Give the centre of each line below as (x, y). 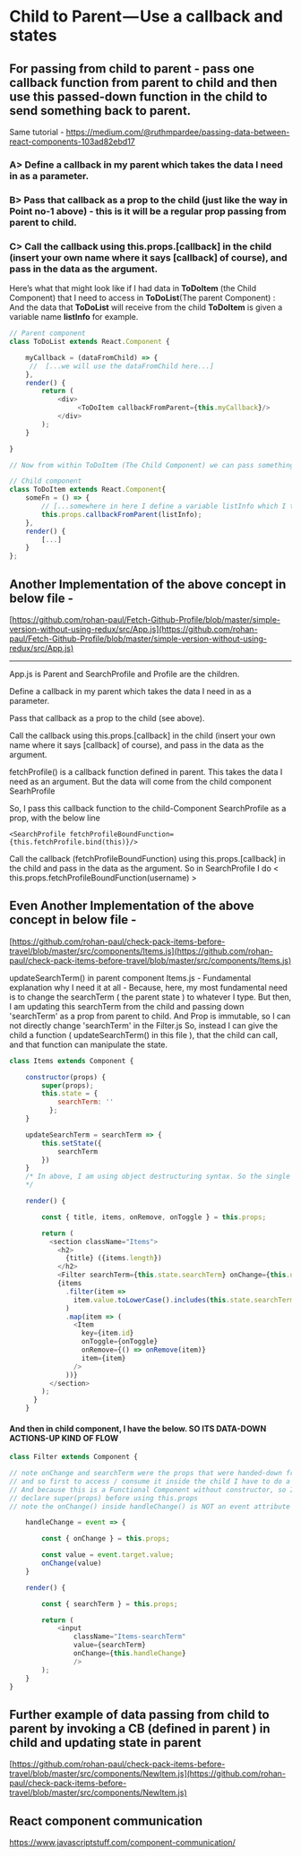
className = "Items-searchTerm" (129, 1637)
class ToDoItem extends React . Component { (88, 490)
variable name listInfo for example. (74, 317)
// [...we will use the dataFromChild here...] (122, 366)
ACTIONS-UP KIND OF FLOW (64, 1438)
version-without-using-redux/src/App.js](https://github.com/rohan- (133, 629)
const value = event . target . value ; (108, 1555)
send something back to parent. (100, 111)
